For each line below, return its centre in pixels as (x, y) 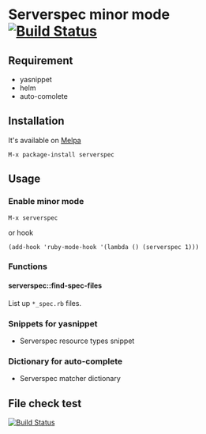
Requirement (41, 60)
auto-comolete (44, 96)
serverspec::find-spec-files (55, 285)
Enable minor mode (46, 202)
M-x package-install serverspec (61, 155)
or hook (21, 232)
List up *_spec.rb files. (45, 303)
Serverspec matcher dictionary (70, 379)
